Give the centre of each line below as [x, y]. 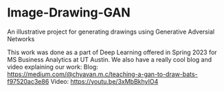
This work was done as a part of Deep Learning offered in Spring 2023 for [112, 52]
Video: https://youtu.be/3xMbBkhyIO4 [104, 81]
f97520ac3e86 [28, 81]
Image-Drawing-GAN [69, 13]
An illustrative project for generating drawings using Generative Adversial [111, 32]
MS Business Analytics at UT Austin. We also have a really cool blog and [110, 59]
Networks [21, 38]
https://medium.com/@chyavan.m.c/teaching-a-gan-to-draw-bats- [102, 74]
